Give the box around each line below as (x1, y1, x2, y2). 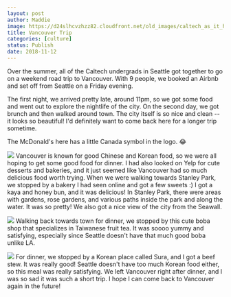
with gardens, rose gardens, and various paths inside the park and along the (7, 195, 223, 203)
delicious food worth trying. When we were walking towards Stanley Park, (7, 173, 217, 182)
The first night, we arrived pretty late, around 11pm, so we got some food (7, 95, 213, 103)
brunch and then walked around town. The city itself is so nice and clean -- (7, 109, 220, 117)
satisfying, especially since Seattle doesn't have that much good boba (7, 231, 206, 239)
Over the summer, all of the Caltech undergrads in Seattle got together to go (7, 67, 223, 75)
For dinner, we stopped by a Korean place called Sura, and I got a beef (15, 252, 215, 261)
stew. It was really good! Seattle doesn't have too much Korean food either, (7, 260, 220, 268)
